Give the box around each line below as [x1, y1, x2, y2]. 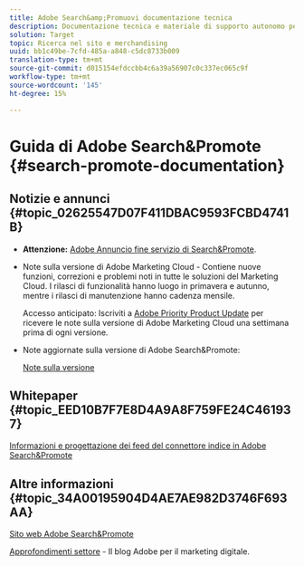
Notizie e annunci [9, 191, 110, 206]
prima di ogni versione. [22, 327, 109, 338]
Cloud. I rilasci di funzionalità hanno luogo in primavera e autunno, [22, 280, 270, 291]
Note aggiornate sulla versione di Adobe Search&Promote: [22, 344, 241, 355]
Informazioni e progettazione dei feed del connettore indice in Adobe [9, 440, 267, 451]
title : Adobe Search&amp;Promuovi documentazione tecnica [9, 13, 233, 23]
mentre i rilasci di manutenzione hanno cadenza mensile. [22, 290, 235, 301]
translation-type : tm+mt [9, 55, 103, 64]
